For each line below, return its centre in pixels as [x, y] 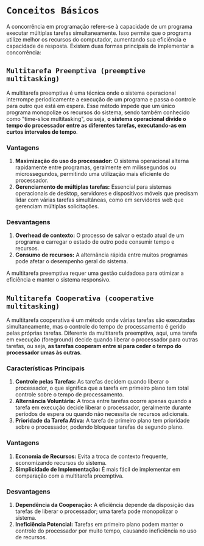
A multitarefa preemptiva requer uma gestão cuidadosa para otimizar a [95, 273]
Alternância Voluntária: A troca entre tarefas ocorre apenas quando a [103, 401]
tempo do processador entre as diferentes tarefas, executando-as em [97, 125]
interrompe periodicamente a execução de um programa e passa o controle [101, 99]
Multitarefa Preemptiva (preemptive [76, 71]
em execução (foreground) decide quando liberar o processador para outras [102, 340]
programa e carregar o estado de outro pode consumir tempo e [95, 242]
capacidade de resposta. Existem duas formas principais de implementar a [100, 46]
